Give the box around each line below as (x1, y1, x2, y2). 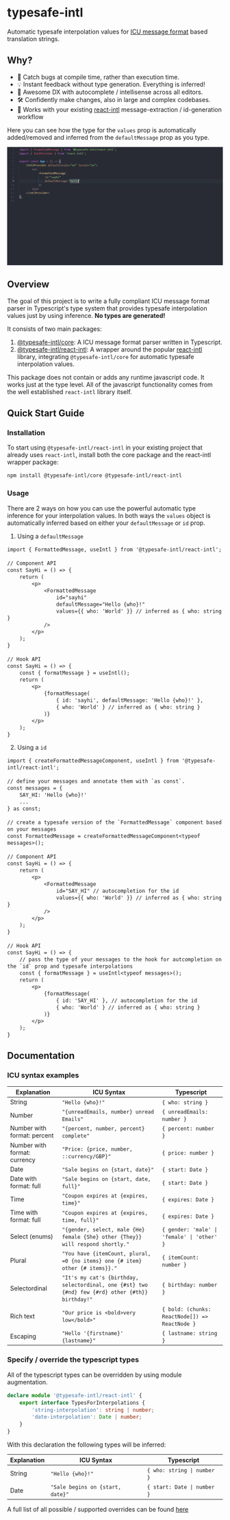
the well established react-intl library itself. (7, 387, 132, 395)
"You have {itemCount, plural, (62, 1251, 151, 1258)
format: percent (10, 1131, 54, 1140)
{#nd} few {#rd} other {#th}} (62, 1289, 149, 1296)
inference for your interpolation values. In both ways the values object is (7, 511, 211, 519)
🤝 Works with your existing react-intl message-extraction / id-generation (16, 105, 222, 114)
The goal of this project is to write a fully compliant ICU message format (7, 297, 210, 305)
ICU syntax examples (7, 1070, 79, 1080)
